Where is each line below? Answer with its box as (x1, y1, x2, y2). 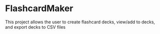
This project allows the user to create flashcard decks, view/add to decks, (5, 19, 155, 25)
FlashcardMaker (5, 3, 73, 14)
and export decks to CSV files (5, 24, 65, 30)
